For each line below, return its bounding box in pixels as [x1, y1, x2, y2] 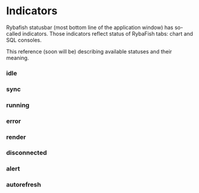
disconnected [6, 148, 48, 157]
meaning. [6, 54, 29, 61]
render [6, 132, 26, 141]
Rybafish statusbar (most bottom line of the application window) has [6, 24, 173, 31]
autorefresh [6, 181, 42, 189]
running [6, 101, 30, 109]
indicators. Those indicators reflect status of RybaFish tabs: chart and [22, 30, 193, 37]
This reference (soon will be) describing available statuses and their [6, 48, 172, 55]
